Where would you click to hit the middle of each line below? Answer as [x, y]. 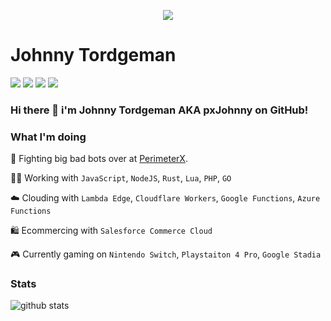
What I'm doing [48, 137]
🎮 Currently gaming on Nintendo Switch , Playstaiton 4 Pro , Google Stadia [166, 254]
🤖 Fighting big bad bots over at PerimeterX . [99, 159]
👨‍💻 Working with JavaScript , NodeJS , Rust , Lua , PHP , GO [121, 178]
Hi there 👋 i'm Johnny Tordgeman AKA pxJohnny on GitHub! [159, 110]
